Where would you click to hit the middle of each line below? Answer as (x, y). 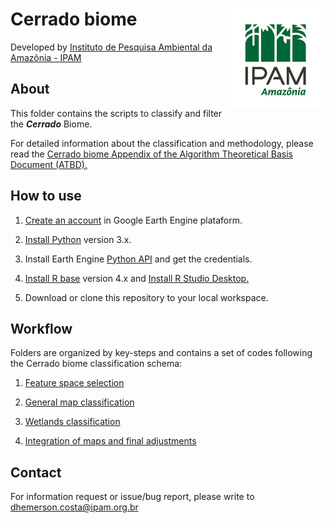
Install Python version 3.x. (78, 239)
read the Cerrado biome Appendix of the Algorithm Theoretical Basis (152, 154)
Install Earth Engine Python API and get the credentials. (138, 259)
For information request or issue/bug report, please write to (132, 497)
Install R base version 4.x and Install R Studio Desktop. (137, 278)
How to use (46, 196)
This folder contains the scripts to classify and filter (116, 113)
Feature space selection (74, 383)
